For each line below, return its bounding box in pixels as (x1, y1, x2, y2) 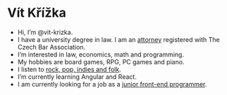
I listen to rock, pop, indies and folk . (17, 65, 121, 73)
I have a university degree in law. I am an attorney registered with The (17, 35, 220, 43)
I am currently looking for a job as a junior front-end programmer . (17, 80, 207, 88)
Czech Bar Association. (17, 43, 86, 51)
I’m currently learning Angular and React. (17, 72, 137, 81)
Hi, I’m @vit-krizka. (17, 28, 73, 36)
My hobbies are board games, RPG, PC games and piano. (17, 57, 185, 66)
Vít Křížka (7, 5, 67, 21)
